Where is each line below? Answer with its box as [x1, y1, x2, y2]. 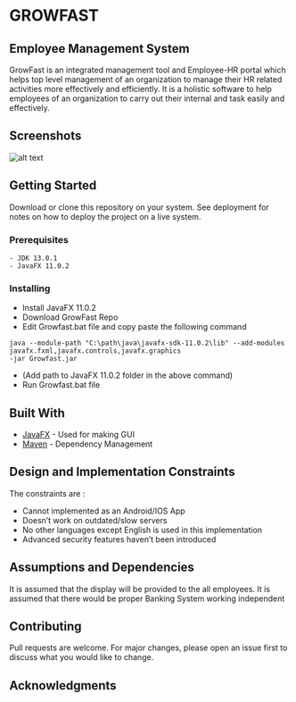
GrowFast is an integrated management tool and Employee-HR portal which [9, 64, 287, 75]
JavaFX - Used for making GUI [21, 430, 136, 440]
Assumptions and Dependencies [9, 560, 194, 575]
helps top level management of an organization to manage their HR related [9, 74, 283, 85]
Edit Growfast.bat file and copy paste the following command [21, 322, 247, 332]
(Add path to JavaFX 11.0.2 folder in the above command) [21, 370, 234, 380]
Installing [9, 282, 51, 295]
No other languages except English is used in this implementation [21, 524, 263, 535]
